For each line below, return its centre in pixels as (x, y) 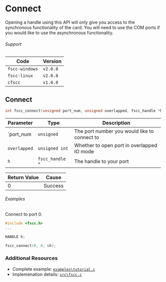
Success (54, 185)
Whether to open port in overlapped (115, 145)
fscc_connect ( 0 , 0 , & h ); (31, 246)
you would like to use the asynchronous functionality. (59, 33)
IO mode (84, 151)
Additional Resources (31, 258)
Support (13, 44)
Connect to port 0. (24, 214)
